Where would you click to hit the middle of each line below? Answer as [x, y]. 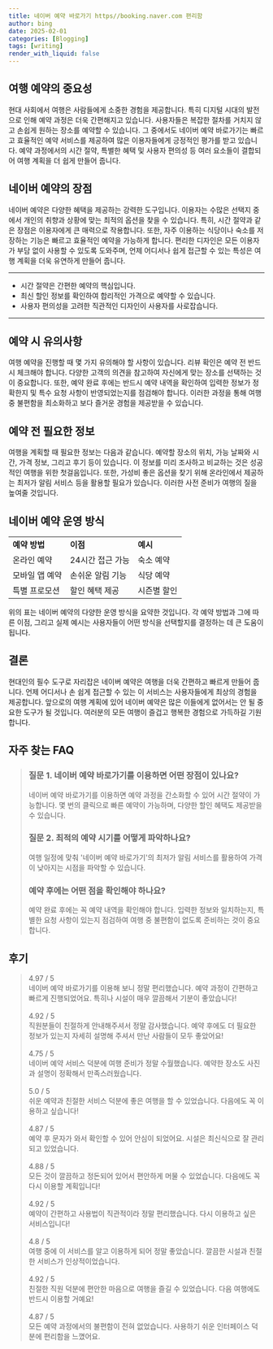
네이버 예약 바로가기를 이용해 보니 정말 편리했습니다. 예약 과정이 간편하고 [143, 987]
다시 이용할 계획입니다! [64, 1186]
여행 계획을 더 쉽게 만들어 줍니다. [69, 160]
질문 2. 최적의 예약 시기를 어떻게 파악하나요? [109, 838]
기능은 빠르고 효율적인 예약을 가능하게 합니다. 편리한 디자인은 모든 [134, 240]
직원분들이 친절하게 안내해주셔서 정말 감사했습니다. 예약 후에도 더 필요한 [142, 1026]
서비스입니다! [49, 1223]
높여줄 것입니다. [34, 493]
